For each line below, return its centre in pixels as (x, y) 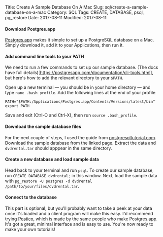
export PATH (17, 106)
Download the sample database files (43, 126)
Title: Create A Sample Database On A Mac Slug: (55, 7)
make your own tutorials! (30, 230)
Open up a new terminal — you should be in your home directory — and (78, 87)
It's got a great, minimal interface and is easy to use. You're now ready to (79, 224)
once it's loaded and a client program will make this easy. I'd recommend (79, 214)
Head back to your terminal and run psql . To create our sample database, (80, 170)
